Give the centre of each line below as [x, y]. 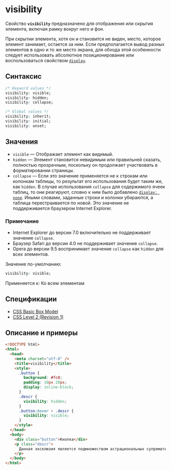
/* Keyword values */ [28, 88]
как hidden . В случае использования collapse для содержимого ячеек [89, 187]
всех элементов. [31, 254]
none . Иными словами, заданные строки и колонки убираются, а [83, 197]
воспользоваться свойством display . [46, 60]
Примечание [22, 221]
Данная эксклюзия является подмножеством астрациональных [81, 449]
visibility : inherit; [28, 116]
